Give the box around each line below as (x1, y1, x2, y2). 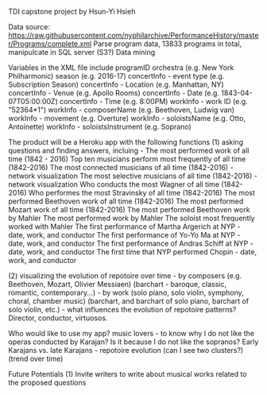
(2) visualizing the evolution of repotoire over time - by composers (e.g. (8, 271, 242, 281)
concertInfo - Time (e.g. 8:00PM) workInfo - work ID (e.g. (59, 97, 248, 106)
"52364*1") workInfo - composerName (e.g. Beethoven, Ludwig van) (8, 105, 235, 114)
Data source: (8, 22, 50, 31)
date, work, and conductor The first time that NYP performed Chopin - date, (8, 247, 257, 257)
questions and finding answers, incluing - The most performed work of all (8, 146, 250, 155)
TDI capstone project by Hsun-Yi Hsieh (8, 7, 136, 16)
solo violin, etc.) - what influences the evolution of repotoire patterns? (8, 305, 237, 314)
